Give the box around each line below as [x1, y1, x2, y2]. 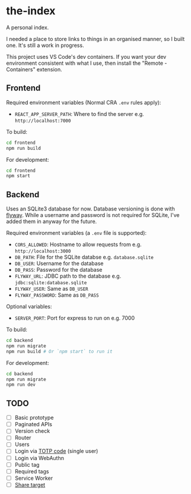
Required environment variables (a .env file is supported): [6, 229, 147, 237]
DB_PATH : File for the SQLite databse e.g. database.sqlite [14, 254, 154, 261]
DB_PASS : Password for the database [14, 266, 103, 273]
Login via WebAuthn [14, 454, 64, 461]
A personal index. [6, 24, 49, 31]
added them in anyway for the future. [6, 218, 97, 225]
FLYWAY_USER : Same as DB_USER [14, 285, 89, 292]
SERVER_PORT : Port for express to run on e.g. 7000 [14, 314, 135, 322]
